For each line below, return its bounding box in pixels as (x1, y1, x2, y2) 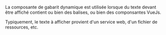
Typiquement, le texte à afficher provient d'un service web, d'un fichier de (5, 19, 158, 25)
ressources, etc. (5, 24, 38, 30)
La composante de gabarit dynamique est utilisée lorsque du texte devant (5, 4, 157, 10)
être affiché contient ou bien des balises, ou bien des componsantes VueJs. (5, 9, 162, 15)
